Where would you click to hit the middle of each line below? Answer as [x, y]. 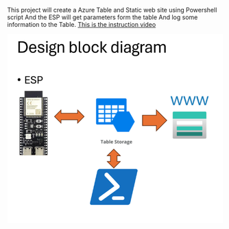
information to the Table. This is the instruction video [82, 24]
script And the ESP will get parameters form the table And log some [103, 17]
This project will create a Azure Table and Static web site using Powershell [112, 10]
